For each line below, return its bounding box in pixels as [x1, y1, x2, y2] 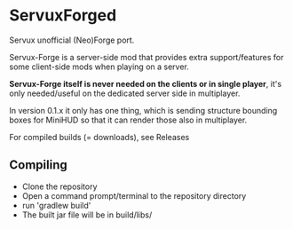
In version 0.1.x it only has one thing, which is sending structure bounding [9, 105, 278, 115]
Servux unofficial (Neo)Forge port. [9, 35, 135, 45]
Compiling [9, 157, 68, 173]
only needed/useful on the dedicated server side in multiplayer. [9, 88, 241, 99]
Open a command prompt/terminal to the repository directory [21, 190, 247, 201]
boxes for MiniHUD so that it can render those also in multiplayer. [9, 114, 248, 125]
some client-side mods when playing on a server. [9, 61, 189, 72]
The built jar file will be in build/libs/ [21, 209, 153, 220]
